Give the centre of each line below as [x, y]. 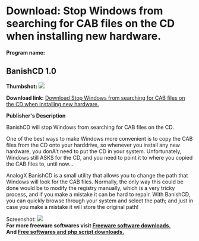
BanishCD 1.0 [31, 72]
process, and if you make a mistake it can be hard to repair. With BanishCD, [98, 194]
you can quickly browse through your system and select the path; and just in [100, 201]
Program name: [26, 52]
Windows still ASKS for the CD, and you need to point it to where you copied [99, 157]
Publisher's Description [36, 115]
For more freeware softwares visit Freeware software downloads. [89, 225]
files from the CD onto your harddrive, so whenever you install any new [93, 145]
